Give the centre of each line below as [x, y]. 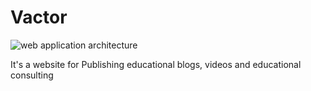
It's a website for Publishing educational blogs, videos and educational [156, 64]
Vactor [39, 17]
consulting [32, 75]
